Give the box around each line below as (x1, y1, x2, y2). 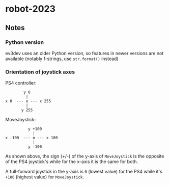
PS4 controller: (5, 80, 37, 86)
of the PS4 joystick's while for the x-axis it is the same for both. (5, 158, 138, 165)
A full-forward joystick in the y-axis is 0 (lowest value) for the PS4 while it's (5, 169, 163, 175)
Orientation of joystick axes (5, 68, 75, 75)
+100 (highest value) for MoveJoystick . (5, 174, 84, 180)
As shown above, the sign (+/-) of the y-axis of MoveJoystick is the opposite (5, 153, 164, 160)
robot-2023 (5, 3, 56, 15)
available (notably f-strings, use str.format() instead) (5, 56, 119, 62)
